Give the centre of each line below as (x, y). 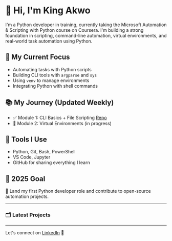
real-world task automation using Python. (49, 41)
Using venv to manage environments (51, 80)
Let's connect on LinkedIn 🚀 (35, 233)
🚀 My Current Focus (38, 57)
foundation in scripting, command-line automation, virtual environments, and (86, 35)
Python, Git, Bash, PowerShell (44, 152)
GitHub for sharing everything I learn (51, 163)
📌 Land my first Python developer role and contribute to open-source (78, 191)
